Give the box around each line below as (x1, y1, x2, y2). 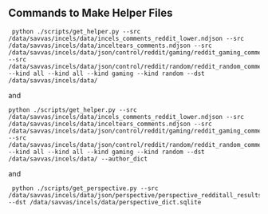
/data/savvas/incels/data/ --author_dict (8, 155, 148, 163)
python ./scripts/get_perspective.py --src (11, 184, 159, 192)
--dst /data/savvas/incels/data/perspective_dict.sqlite (8, 198, 202, 206)
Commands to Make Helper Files (8, 6, 173, 20)
